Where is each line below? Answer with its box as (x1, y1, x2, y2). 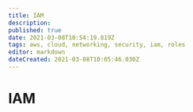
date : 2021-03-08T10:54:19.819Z (8, 33, 115, 42)
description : (8, 19, 51, 27)
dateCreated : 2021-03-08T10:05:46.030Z (8, 56, 140, 64)
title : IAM (8, 11, 44, 20)
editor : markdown (8, 48, 66, 56)
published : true (8, 26, 62, 34)
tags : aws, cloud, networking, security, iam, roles (8, 41, 186, 49)
